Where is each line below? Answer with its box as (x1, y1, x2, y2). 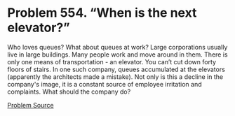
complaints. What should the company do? (7, 87, 131, 96)
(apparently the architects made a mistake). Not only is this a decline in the (7, 72, 223, 81)
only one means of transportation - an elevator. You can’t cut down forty (7, 57, 216, 66)
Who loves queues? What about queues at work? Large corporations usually (7, 43, 228, 51)
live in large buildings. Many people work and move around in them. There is (7, 50, 228, 59)
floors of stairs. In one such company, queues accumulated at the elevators (7, 65, 226, 73)
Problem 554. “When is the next (7, 5, 197, 21)
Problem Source (7, 101, 54, 109)
